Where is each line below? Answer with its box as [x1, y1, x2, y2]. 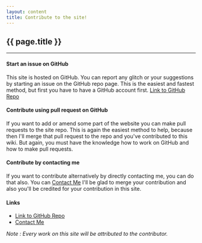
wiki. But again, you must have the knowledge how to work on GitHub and [6, 139, 189, 146]
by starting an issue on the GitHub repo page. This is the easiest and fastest [6, 80, 194, 87]
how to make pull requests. [6, 145, 73, 152]
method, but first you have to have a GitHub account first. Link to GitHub [6, 86, 185, 94]
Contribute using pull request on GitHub [6, 106, 108, 114]
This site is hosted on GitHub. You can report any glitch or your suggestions [6, 73, 194, 81]
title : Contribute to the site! [6, 14, 87, 20]
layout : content [6, 8, 47, 15]
